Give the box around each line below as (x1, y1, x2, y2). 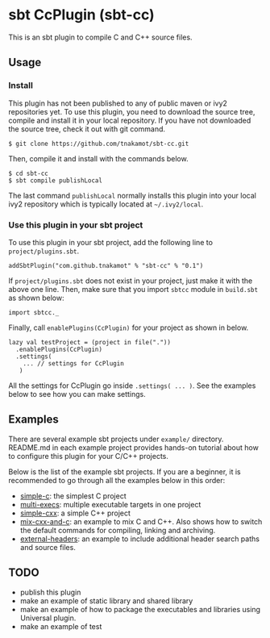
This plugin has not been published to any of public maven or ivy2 (8, 98, 228, 108)
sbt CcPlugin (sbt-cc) (8, 6, 155, 24)
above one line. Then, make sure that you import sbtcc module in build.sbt (8, 284, 259, 294)
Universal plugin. (19, 613, 77, 623)
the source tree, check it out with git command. (8, 123, 166, 134)
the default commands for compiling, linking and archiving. (19, 525, 216, 535)
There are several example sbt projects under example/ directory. (8, 434, 224, 444)
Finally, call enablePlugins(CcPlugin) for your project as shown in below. (8, 323, 249, 332)
